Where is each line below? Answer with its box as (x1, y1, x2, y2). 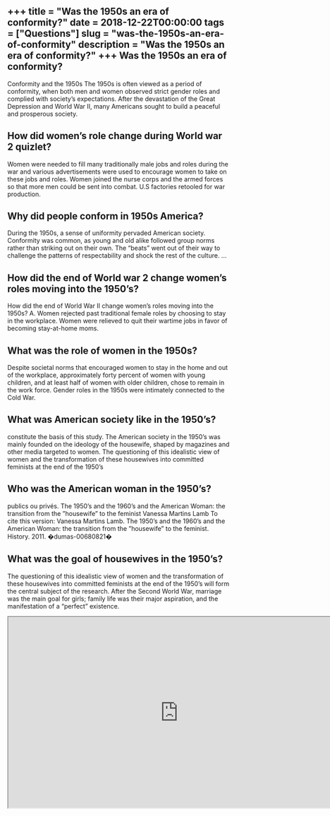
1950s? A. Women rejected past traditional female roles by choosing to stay (7, 309, 226, 318)
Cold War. (7, 393, 36, 402)
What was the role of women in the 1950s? (7, 344, 197, 356)
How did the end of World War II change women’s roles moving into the (7, 301, 214, 310)
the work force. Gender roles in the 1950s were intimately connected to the (7, 386, 225, 395)
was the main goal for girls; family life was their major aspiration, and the (7, 594, 219, 603)
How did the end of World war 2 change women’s (7, 272, 227, 284)
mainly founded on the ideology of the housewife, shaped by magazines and (7, 440, 230, 448)
